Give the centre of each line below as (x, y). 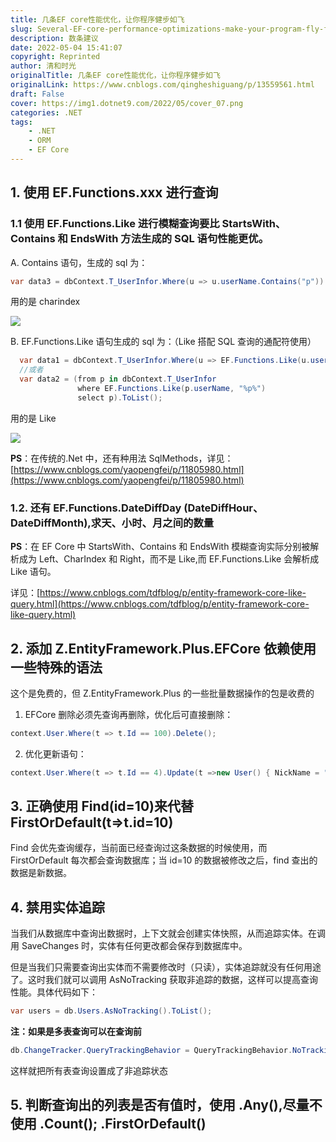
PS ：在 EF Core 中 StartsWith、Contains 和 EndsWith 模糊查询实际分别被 (160, 547)
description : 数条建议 (54, 38)
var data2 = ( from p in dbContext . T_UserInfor (118, 379)
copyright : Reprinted (55, 57)
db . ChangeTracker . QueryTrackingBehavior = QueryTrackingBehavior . (151, 1051)
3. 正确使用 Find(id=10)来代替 (102, 806)
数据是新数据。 (41, 873)
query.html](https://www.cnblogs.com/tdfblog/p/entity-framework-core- (160, 604)
